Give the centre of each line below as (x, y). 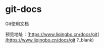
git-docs (23, 9)
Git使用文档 (17, 23)
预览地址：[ (17, 34)
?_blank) (85, 40)
